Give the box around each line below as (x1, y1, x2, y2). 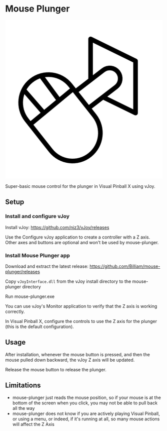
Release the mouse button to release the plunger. (5, 366, 106, 372)
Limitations (5, 381, 41, 390)
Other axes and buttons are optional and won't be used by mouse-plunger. (5, 239, 159, 245)
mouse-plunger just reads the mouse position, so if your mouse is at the (12, 394, 161, 400)
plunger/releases (5, 268, 40, 274)
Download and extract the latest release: (5, 263, 88, 269)
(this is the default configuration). (5, 324, 74, 330)
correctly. (5, 308, 25, 314)
